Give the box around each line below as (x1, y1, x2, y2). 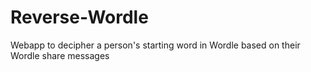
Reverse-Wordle (10, 6, 149, 29)
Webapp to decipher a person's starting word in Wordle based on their (10, 39, 301, 51)
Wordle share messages (10, 49, 110, 61)
